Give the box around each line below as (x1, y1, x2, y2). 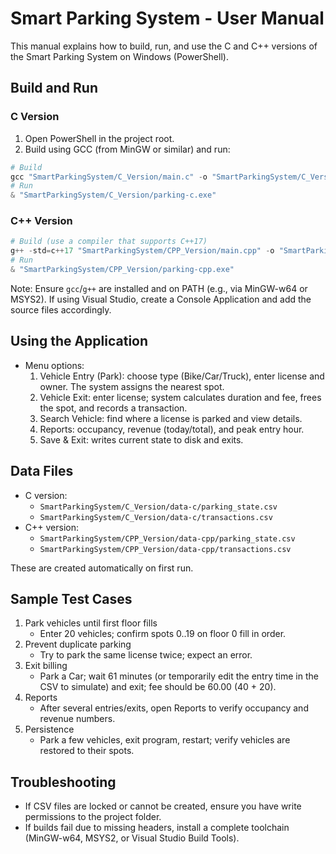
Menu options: (24, 359, 85, 371)
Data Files (10, 463, 74, 480)
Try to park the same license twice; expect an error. (39, 649, 253, 661)
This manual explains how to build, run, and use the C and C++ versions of (10, 40, 318, 52)
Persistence (24, 723, 75, 736)
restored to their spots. (39, 745, 135, 757)
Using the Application (10, 333, 149, 350)
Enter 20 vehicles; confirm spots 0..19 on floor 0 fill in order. (39, 628, 287, 640)
